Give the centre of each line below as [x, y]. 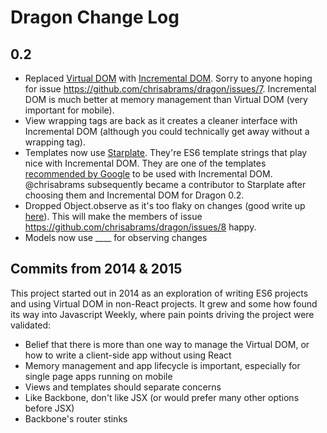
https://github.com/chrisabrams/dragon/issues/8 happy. [140, 227]
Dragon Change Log [95, 17]
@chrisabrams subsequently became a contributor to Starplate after [165, 184]
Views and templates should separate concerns [123, 387]
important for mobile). [69, 110]
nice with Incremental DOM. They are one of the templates [145, 163]
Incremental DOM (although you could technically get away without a [167, 131]
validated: [31, 325]
